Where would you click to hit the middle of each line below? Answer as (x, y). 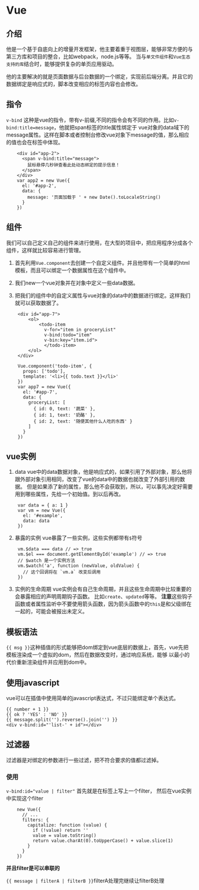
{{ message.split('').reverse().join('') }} (62, 720)
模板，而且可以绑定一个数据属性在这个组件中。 (72, 270)
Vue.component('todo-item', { (55, 366)
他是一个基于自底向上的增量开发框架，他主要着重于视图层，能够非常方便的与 (99, 49)
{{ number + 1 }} (28, 710)
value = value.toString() (64, 836)
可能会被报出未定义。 (61, 612)
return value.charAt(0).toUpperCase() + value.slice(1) (103, 841)
